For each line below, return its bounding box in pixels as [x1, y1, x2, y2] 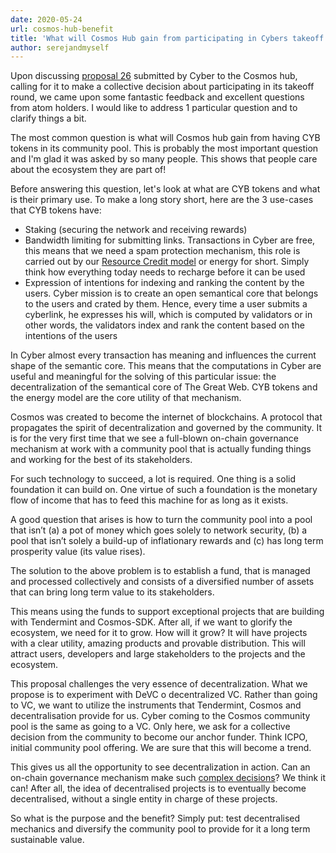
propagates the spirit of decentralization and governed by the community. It [10, 422, 323, 434]
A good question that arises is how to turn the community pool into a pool [10, 514, 313, 526]
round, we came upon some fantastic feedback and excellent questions [10, 91, 305, 103]
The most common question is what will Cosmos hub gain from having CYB [10, 132, 321, 144]
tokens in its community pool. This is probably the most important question [10, 142, 319, 155]
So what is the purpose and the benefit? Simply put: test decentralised [10, 812, 301, 825]
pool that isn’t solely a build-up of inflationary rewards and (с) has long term [10, 535, 324, 547]
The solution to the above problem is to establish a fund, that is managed [10, 565, 311, 577]
